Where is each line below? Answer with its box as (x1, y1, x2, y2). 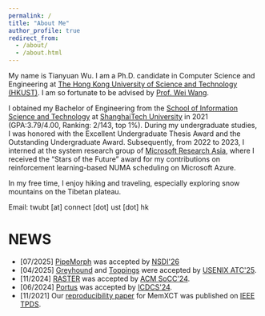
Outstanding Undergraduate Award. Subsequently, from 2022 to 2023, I (8, 138, 245, 146)
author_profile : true (8, 26, 81, 34)
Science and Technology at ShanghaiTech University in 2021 (8, 112, 208, 121)
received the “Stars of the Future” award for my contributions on (8, 154, 221, 164)
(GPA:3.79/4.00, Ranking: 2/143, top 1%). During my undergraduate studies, (8, 121, 258, 130)
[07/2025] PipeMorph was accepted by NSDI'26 (19, 257, 180, 266)
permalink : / (8, 11, 52, 20)
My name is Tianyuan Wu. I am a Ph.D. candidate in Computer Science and (8, 71, 255, 80)
